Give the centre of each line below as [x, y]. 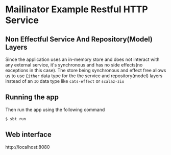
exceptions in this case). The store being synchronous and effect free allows [86, 70]
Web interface [29, 135]
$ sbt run [16, 119]
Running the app [32, 97]
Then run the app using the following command [55, 109]
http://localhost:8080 [28, 147]
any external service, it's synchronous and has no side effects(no [74, 65]
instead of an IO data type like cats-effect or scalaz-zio [65, 81]
